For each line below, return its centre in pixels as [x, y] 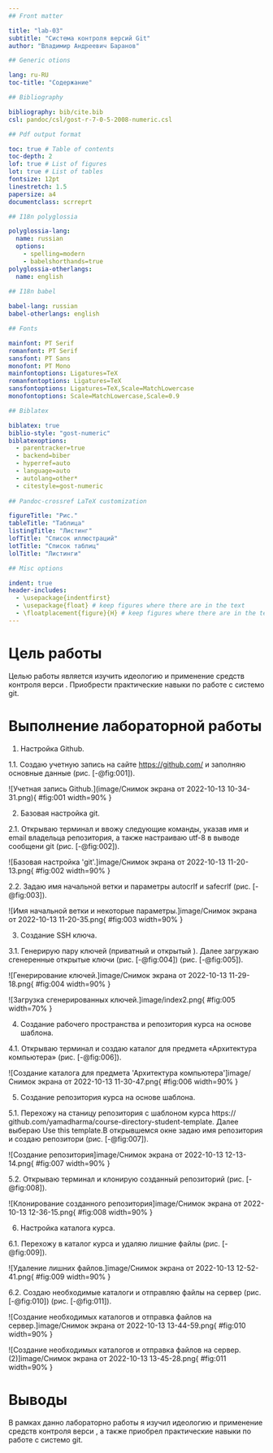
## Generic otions [39, 61]
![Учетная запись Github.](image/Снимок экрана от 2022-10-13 [117, 789]
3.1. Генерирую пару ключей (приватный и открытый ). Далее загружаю [134, 951]
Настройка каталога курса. [67, 1228]
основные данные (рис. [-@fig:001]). [72, 772]
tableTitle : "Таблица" [47, 524]
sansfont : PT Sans [39, 359]
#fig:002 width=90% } [73, 870]
